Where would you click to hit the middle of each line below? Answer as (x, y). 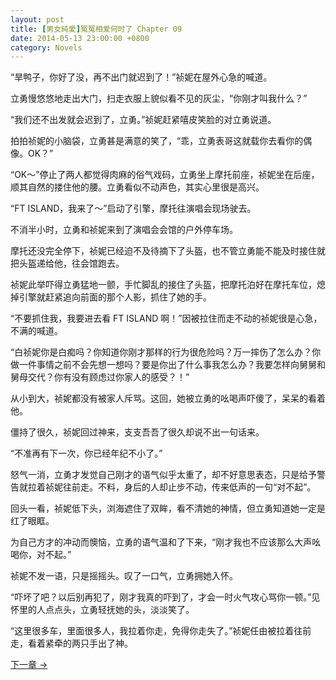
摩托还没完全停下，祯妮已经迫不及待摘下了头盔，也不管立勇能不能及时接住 (163, 251)
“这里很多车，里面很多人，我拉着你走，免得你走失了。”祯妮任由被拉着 (152, 631)
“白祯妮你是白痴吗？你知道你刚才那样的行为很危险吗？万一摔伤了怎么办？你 (166, 352)
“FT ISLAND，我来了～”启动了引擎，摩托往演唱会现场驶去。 (133, 208)
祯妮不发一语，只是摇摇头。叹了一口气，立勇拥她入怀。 (124, 576)
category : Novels (46, 47)
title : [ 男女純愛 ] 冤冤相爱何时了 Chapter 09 (96, 29)
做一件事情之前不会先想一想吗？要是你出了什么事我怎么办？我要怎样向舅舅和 (168, 365)
